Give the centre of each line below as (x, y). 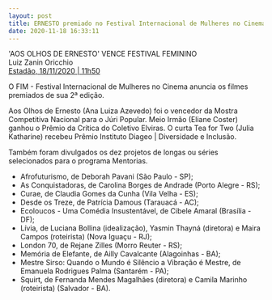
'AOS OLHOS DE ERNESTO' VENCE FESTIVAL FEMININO (103, 54)
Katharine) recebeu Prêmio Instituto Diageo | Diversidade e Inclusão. (123, 137)
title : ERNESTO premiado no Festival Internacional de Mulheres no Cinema (137, 23)
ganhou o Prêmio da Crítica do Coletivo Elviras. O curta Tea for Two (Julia (131, 128)
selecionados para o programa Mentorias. (78, 161)
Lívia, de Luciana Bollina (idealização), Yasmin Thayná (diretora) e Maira (140, 228)
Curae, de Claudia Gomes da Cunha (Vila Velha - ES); (109, 194)
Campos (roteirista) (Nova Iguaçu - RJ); (86, 237)
